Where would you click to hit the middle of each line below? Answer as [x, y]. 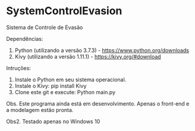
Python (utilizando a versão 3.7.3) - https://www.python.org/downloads [102, 50]
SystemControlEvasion [64, 11]
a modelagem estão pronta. [40, 110]
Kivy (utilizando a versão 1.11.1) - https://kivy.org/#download [88, 56]
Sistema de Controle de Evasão [45, 27]
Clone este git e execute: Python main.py [65, 92]
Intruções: [19, 68]
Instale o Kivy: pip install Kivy [51, 86]
